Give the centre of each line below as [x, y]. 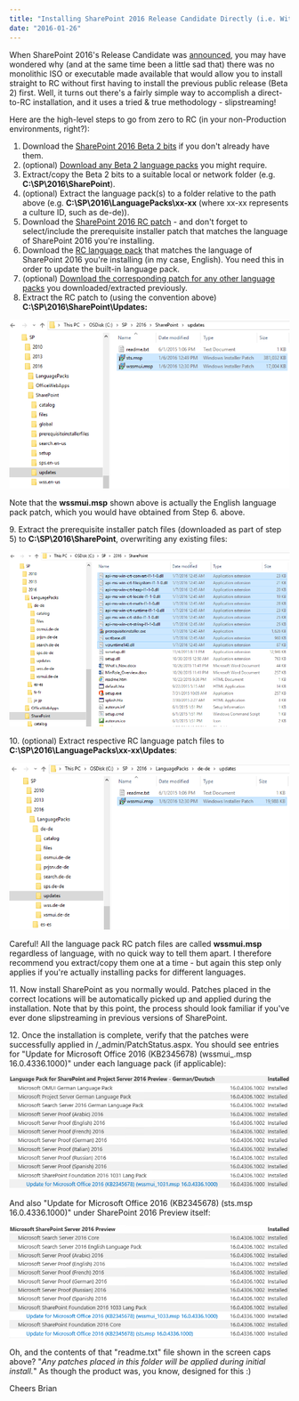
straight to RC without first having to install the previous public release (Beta [149, 83]
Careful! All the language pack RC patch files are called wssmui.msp [136, 944]
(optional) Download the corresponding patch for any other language [149, 278]
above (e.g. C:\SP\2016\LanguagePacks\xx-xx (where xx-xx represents [155, 202]
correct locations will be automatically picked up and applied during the [140, 999]
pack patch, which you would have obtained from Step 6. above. [127, 512]
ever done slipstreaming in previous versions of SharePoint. [119, 1018]
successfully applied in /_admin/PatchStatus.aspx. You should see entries [144, 1045]
